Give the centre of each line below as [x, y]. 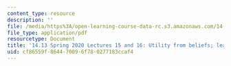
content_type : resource [41, 13]
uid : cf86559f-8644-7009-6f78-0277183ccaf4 [70, 52]
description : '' [30, 20]
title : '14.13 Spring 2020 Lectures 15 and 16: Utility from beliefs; [110, 45]
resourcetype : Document [41, 39]
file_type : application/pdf [47, 33]
